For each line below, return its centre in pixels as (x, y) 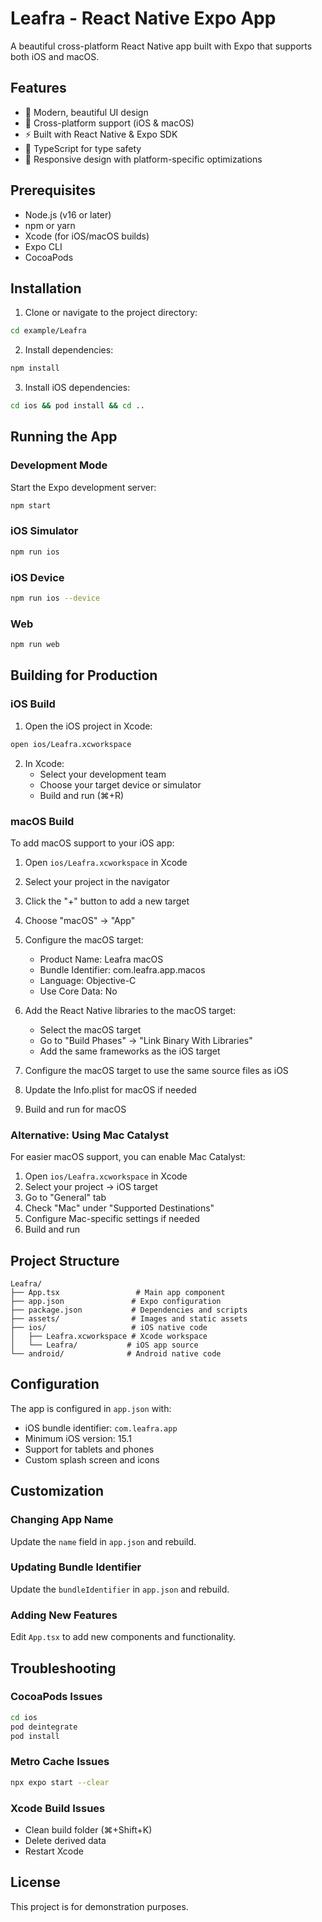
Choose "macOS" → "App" (80, 920)
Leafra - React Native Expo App (143, 18)
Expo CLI (43, 246)
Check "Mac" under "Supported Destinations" (119, 1208)
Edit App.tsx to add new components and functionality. (123, 1637)
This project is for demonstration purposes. (99, 1906)
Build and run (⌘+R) (82, 795)
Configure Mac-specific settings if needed (112, 1219)
